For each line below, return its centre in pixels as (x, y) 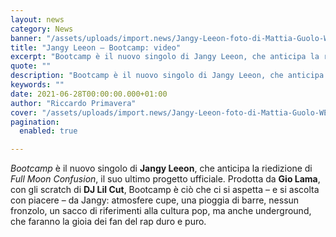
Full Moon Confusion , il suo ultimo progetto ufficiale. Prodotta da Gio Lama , (165, 179)
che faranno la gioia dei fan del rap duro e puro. (108, 222)
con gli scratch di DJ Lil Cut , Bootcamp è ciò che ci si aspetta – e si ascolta (165, 190)
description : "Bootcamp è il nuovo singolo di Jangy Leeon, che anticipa (167, 76)
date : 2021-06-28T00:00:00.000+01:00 (89, 94)
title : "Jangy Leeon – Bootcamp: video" (96, 47)
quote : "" (31, 66)
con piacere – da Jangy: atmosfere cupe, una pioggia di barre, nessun (155, 200)
